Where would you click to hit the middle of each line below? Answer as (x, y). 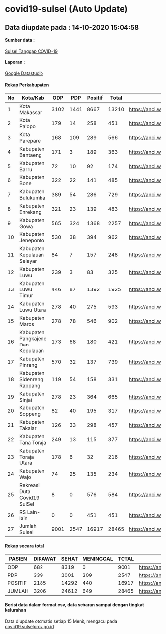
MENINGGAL (98, 559)
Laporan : (15, 62)
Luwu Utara (33, 310)
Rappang (30, 386)
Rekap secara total (25, 546)
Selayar (28, 261)
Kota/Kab (33, 98)
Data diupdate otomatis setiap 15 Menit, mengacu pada (61, 621)
